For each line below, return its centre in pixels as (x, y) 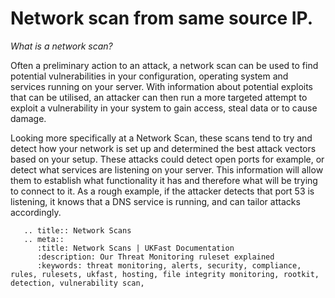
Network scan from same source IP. (162, 18)
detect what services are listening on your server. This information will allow (167, 169)
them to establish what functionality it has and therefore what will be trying (164, 180)
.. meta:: (44, 239)
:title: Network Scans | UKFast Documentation (135, 248)
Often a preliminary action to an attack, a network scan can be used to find (164, 65)
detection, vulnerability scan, (77, 283)
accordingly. (36, 212)
